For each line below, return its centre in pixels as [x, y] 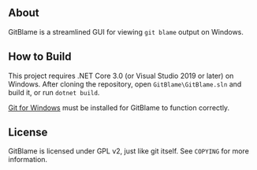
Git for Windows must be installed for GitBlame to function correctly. [119, 107]
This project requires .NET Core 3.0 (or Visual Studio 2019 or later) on [121, 76]
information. [28, 160]
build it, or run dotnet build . [54, 92]
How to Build [40, 57]
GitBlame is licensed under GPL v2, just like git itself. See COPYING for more [129, 151]
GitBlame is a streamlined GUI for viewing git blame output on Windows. [126, 31]
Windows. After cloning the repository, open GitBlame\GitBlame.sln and [125, 84]
